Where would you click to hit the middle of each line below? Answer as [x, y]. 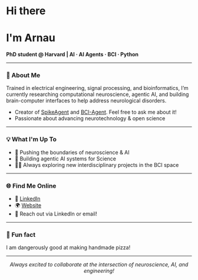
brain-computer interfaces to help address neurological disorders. [86, 101]
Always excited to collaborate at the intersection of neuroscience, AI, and [99, 265]
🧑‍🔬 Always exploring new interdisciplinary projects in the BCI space [97, 165]
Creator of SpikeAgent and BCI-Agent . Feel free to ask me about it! [95, 112]
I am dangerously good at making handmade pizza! [68, 247]
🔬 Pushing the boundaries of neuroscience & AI [72, 152]
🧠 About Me [23, 75]
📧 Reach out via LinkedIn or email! [56, 214]
